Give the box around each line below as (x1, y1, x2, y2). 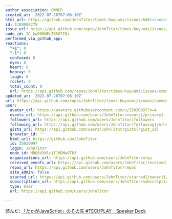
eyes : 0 (10, 60, 27, 65)
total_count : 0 (10, 84, 42, 89)
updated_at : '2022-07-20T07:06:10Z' (5, 93, 83, 98)
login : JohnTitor (10, 146, 47, 151)
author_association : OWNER (5, 7, 63, 13)
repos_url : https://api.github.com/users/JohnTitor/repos (10, 165, 137, 170)
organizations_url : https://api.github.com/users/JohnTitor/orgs (10, 155, 153, 161)
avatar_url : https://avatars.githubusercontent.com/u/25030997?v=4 (10, 108, 157, 113)
